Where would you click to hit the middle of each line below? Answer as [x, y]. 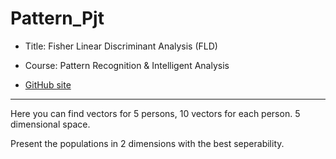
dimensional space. [50, 124]
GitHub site [48, 84]
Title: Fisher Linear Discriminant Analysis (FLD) [121, 46]
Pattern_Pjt [57, 18]
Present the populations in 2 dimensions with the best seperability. [147, 143]
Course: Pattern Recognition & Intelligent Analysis [127, 65]
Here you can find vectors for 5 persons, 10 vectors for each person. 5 [155, 113]
